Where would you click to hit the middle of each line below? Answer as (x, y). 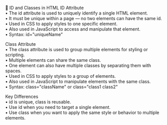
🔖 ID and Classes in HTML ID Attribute (45, 8)
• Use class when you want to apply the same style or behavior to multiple (82, 112)
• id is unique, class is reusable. (38, 102)
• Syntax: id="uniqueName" (34, 34)
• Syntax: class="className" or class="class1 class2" (62, 87)
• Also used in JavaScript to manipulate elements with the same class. (78, 81)
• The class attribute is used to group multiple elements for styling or (77, 49)
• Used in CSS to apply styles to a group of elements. (61, 76)
